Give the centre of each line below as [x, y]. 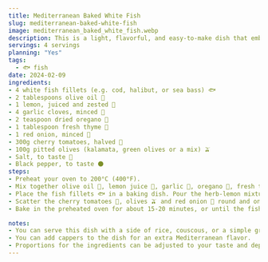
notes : [19, 223]
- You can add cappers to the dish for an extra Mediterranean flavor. [130, 238]
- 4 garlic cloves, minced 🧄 [57, 113]
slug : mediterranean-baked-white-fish [73, 23]
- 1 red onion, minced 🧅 [49, 134]
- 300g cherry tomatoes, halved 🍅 [66, 142]
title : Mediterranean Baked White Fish [75, 16]
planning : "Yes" [35, 53]
